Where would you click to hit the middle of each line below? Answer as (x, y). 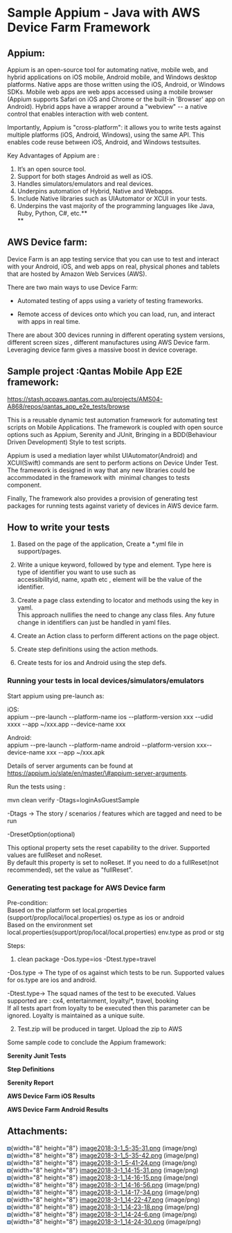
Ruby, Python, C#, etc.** (52, 213)
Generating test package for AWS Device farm (87, 888)
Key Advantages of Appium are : (53, 155)
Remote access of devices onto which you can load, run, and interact (116, 314)
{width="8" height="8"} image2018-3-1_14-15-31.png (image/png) (105, 1170)
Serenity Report (30, 1083)
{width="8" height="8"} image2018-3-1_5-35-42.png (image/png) (105, 1155)
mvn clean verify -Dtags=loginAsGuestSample (73, 800)
